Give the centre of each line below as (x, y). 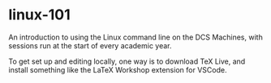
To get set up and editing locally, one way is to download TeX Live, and (127, 61)
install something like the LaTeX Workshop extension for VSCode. (118, 69)
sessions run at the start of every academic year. (90, 45)
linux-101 (39, 15)
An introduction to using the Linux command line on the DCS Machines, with (136, 37)
